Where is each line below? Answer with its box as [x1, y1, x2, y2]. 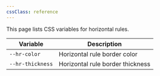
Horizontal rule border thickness [58, 60, 150, 68]
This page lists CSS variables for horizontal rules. [6, 25, 129, 33]
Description [87, 40, 122, 48]
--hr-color [9, 51, 41, 57]
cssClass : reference [6, 8, 59, 15]
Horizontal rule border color [58, 49, 138, 58]
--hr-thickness [9, 60, 53, 67]
